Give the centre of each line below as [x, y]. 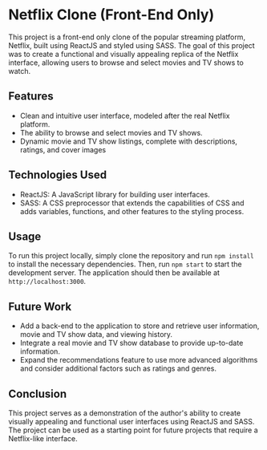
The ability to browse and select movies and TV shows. [111, 132]
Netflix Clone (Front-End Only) [111, 15]
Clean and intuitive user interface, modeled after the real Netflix [125, 116]
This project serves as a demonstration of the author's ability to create [125, 413]
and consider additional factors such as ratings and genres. [118, 369]
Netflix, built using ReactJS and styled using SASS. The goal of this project [131, 45]
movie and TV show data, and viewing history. [96, 334]
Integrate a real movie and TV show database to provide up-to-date [131, 343]
